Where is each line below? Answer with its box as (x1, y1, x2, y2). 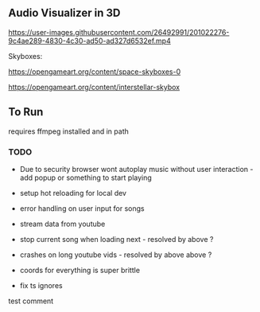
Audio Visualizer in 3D (8, 6, 121, 20)
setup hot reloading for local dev (19, 188, 127, 197)
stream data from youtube (19, 219, 106, 228)
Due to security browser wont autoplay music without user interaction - (19, 164, 254, 174)
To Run (8, 105, 44, 119)
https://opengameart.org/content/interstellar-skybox (8, 82, 180, 92)
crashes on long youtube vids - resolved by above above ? (19, 250, 212, 259)
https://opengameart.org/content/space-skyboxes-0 (8, 67, 181, 76)
